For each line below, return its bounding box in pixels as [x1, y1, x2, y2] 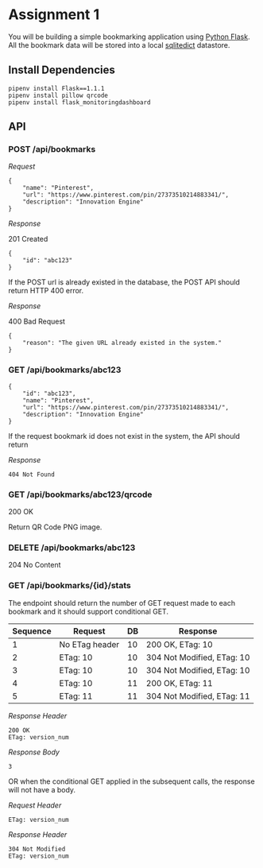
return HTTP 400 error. [8, 286, 84, 296]
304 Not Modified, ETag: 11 [145, 690, 250, 701]
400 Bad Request [8, 316, 66, 327]
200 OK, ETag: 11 [145, 677, 213, 688]
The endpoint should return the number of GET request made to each [8, 598, 236, 607]
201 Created [8, 234, 48, 244]
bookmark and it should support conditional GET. [8, 606, 169, 616]
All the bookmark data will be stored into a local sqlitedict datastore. [8, 40, 230, 49]
